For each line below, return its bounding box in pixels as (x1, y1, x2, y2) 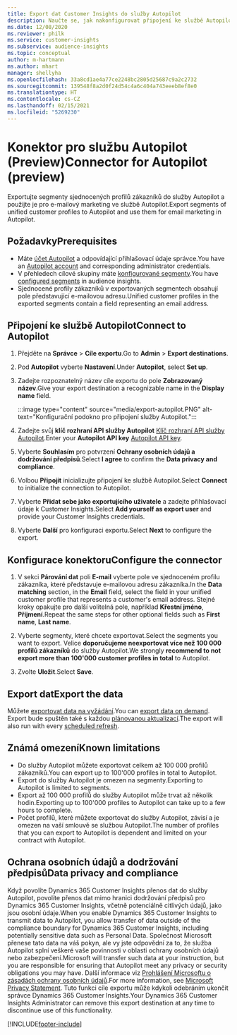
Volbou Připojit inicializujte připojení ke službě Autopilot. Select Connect (17, 476, 228, 485)
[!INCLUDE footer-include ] (7, 1019, 83, 1028)
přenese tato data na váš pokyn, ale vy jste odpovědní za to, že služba (7, 938, 212, 947)
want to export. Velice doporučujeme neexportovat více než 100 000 (17, 639, 222, 648)
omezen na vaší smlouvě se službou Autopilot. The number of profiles (17, 821, 219, 829)
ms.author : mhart (7, 63, 59, 70)
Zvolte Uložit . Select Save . (17, 667, 94, 676)
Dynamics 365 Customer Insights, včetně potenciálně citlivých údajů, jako (7, 901, 222, 909)
